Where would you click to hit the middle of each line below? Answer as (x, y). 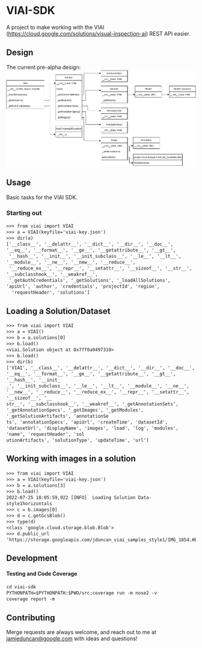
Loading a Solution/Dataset (58, 311)
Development (32, 558)
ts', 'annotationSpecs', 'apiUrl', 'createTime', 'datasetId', (87, 422)
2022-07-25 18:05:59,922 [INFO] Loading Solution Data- (79, 497)
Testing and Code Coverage (42, 573)
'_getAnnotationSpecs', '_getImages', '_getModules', (75, 410)
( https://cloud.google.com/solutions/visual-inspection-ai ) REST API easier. (98, 33)
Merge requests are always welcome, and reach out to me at (81, 632)
